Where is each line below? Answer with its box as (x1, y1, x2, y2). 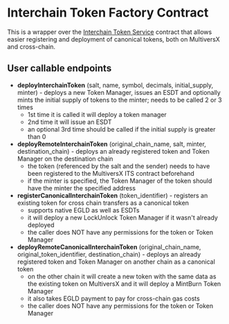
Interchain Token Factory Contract (7, 5, 209, 21)
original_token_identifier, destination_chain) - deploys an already (17, 250, 201, 258)
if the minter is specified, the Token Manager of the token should (27, 177, 212, 185)
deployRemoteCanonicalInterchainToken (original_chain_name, (17, 242, 201, 251)
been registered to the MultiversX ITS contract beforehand (27, 169, 195, 177)
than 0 (27, 132, 46, 141)
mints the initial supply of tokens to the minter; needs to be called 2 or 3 (17, 96, 223, 104)
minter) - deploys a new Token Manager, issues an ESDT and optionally (17, 88, 221, 96)
